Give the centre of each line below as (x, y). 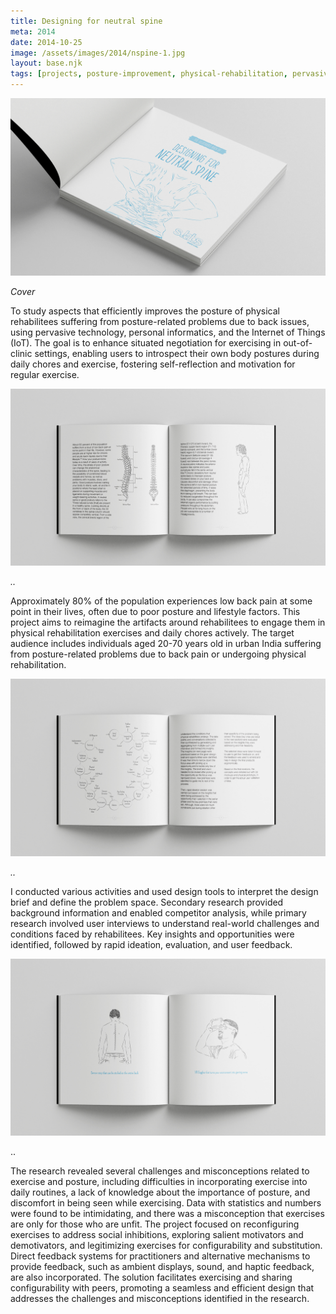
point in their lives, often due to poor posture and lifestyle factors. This (155, 611)
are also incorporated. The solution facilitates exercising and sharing (151, 1277)
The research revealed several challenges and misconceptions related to (160, 1171)
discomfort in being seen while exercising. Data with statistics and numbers (166, 1203)
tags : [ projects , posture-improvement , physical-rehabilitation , (149, 74)
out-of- (298, 342)
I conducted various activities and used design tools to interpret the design (164, 891)
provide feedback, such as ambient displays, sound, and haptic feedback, (162, 1266)
